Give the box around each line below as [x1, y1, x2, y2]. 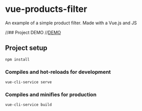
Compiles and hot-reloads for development [5, 68, 111, 75]
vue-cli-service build [5, 103, 52, 108]
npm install [5, 57, 30, 62]
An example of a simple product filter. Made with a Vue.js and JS [5, 20, 137, 26]
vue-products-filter [5, 3, 88, 15]
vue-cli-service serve [5, 80, 52, 85]
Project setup [5, 44, 48, 53]
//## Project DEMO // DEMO [5, 29, 61, 35]
